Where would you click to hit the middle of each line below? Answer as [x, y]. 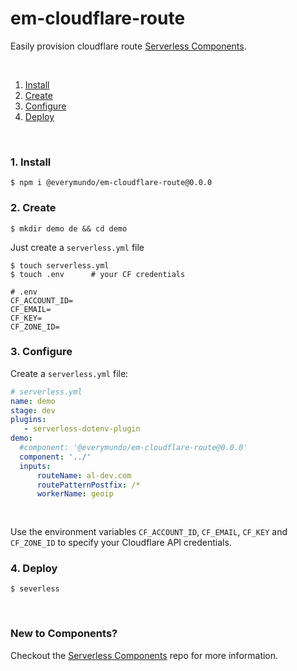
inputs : [35, 466]
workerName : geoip [75, 494]
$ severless [35, 589]
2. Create [33, 208]
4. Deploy [34, 568]
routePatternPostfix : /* [88, 485]
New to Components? [64, 634]
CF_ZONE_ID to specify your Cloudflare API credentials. [121, 543]
